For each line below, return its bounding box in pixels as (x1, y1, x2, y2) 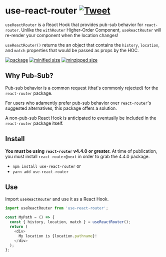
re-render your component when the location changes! (5, 32, 118, 38)
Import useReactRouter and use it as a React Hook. (5, 196, 109, 202)
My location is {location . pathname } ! (18, 233, 97, 238)
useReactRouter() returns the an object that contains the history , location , (5, 42, 160, 48)
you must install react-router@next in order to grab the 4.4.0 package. (5, 153, 150, 159)
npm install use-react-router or (12, 163, 81, 169)
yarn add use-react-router (12, 169, 69, 174)
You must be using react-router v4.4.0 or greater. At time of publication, (5, 148, 157, 154)
